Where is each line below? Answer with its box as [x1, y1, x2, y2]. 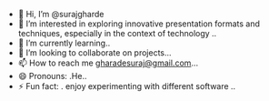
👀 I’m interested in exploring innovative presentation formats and [17, 18, 261, 29]
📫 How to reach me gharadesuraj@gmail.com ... [17, 57, 198, 68]
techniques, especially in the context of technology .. [17, 28, 217, 38]
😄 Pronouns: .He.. [17, 71, 87, 81]
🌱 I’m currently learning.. [17, 37, 111, 48]
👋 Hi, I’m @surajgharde [17, 9, 105, 19]
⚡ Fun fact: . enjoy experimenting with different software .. [17, 81, 236, 91]
